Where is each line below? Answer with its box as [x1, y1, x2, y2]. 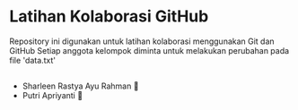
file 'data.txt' [9, 55, 57, 65]
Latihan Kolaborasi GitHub [9, 6, 209, 27]
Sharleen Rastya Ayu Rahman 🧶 [22, 80, 139, 91]
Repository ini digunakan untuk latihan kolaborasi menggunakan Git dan [9, 36, 276, 47]
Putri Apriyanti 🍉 [22, 90, 83, 101]
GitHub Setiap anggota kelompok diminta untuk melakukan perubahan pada [9, 45, 290, 55]
